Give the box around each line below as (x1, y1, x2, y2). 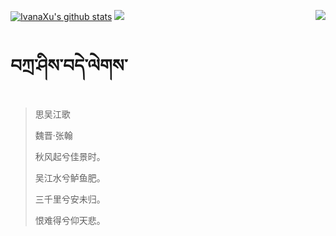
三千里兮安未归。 (34, 193, 106, 205)
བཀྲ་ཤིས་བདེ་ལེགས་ (10, 55, 128, 77)
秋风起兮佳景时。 (34, 150, 106, 162)
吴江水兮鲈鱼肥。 (34, 171, 106, 184)
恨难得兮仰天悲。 (34, 214, 106, 226)
